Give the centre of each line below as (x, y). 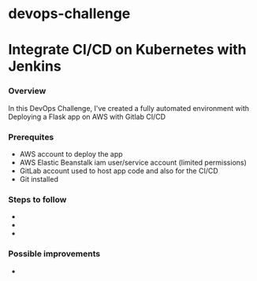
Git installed (39, 179)
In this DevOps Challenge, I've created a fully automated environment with (129, 108)
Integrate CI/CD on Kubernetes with (127, 50)
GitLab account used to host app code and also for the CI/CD (119, 171)
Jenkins (35, 67)
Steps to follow (37, 199)
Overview (27, 91)
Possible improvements (54, 254)
